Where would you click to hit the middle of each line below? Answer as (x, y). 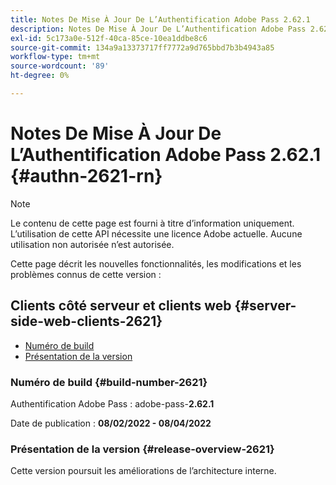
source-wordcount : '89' (60, 66)
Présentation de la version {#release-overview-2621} (142, 449)
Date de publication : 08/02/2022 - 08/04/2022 (111, 423)
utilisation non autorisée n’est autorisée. (92, 244)
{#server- (265, 306)
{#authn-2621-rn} (86, 176)
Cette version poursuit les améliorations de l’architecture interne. (143, 471)
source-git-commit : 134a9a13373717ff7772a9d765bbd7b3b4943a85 (142, 47)
